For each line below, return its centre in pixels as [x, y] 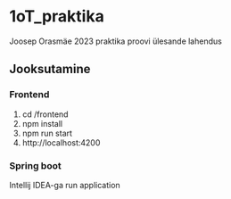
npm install [42, 123]
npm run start [47, 133]
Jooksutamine [50, 69]
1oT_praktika [57, 17]
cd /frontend [45, 114]
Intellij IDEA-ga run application [65, 185]
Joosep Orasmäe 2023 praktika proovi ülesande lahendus [116, 41]
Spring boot [35, 165]
